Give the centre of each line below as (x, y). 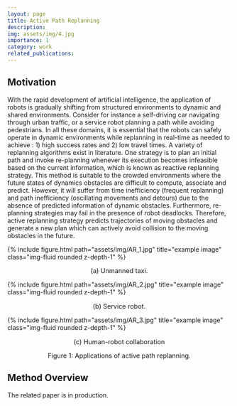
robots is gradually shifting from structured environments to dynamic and (114, 107)
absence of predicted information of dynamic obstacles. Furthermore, (109, 205)
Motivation (32, 82)
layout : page (27, 14)
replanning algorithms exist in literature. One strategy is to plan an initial (112, 152)
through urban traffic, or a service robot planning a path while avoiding (111, 122)
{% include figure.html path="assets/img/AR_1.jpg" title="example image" (115, 249)
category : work (30, 47)
